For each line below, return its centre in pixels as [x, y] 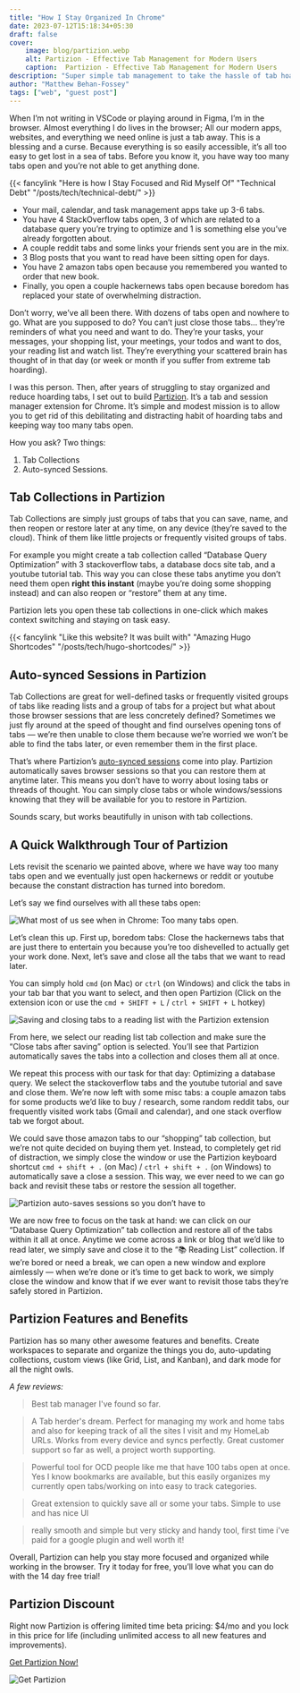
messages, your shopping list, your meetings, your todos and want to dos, [146, 341]
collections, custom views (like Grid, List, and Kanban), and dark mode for [145, 1359]
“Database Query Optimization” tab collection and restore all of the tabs [141, 1229]
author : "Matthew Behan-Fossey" [69, 84]
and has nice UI [60, 1512]
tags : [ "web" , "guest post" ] [63, 92]
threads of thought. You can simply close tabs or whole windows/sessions [146, 790]
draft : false [33, 34]
